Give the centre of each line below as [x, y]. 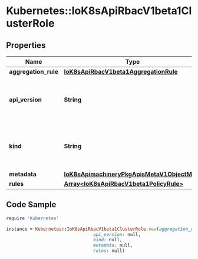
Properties [26, 45]
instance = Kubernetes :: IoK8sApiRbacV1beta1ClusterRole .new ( [83, 229]
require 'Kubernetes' [33, 218]
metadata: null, [113, 245]
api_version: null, [117, 234]
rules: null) [109, 251]
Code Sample [31, 205]
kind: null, [108, 240]
